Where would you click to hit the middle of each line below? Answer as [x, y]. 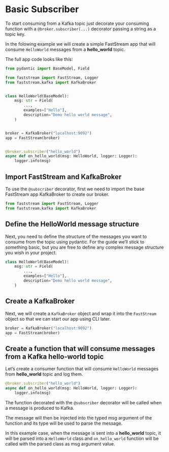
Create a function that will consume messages [80, 349]
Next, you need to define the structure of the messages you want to [76, 236]
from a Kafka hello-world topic [55, 356]
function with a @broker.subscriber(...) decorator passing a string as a [81, 28]
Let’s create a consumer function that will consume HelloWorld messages [82, 369]
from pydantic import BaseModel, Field [47, 68]
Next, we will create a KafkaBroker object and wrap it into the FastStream [81, 314]
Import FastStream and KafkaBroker [63, 177]
